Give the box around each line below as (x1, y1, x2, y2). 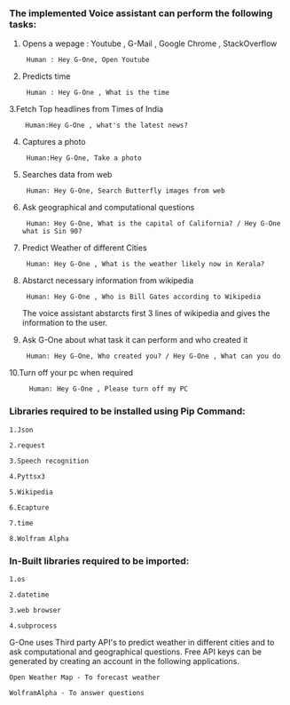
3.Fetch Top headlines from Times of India (9, 104, 164, 115)
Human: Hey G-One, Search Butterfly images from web (26, 186, 225, 195)
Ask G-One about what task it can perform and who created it (21, 335, 248, 345)
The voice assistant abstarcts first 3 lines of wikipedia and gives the (21, 308, 270, 319)
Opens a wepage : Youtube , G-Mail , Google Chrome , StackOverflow (21, 38, 278, 49)
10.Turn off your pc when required (9, 368, 134, 378)
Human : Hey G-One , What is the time (26, 88, 170, 98)
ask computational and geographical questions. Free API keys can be (9, 646, 263, 657)
